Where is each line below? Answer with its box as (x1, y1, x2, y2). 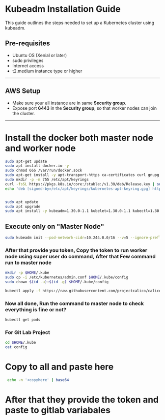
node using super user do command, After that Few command (5, 253, 156, 260)
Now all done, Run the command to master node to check (5, 300, 144, 307)
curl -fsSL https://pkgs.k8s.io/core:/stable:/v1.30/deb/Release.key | (5, 181, 155, 186)
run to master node (5, 259, 52, 266)
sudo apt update (5, 199, 38, 205)
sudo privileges (12, 58, 44, 63)
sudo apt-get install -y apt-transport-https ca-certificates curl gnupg (5, 173, 160, 178)
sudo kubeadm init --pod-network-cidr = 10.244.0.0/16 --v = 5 (5, 235, 129, 240)
